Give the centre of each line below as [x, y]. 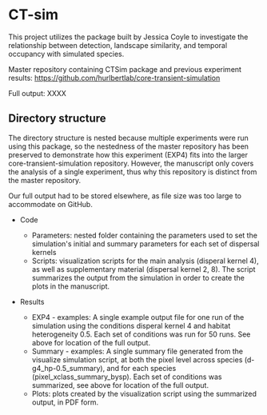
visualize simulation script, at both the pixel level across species [137, 359]
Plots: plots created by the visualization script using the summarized [144, 393]
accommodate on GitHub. [51, 204]
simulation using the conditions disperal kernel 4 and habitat [131, 325]
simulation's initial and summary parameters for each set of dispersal [145, 243]
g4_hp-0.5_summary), [68, 368]
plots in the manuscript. [71, 286]
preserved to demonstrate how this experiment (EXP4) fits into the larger [128, 154]
